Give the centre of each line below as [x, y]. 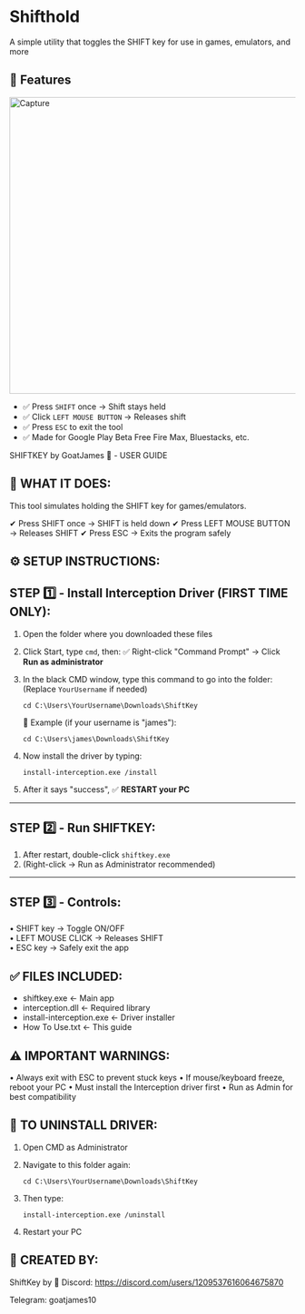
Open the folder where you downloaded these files [118, 633]
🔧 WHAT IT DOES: [60, 484]
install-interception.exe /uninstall [94, 1215]
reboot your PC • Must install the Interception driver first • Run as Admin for [151, 1087]
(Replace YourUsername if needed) [85, 689]
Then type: [43, 1198]
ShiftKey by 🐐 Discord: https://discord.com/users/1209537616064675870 [147, 1282]
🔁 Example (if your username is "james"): [99, 722]
